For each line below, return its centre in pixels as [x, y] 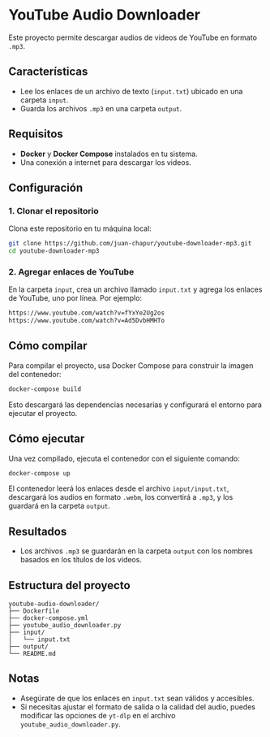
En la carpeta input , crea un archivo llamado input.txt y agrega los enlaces [135, 289]
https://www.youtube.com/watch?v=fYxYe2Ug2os [86, 313]
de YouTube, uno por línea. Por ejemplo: [75, 298]
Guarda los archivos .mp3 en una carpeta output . [101, 108]
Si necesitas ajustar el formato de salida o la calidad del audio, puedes [137, 707]
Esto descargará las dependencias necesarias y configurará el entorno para [135, 405]
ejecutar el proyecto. [43, 413]
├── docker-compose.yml [49, 618]
